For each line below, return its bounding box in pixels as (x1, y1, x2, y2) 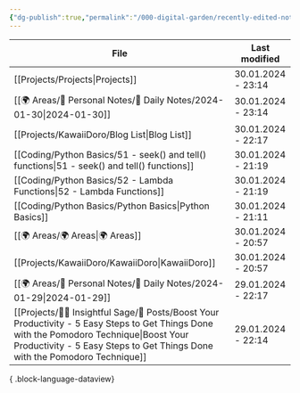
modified (240, 53, 280, 65)
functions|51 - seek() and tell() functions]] (13, 160, 195, 172)
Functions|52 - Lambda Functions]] (13, 184, 165, 197)
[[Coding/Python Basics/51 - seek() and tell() (13, 148, 207, 160)
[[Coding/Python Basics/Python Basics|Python (13, 200, 210, 212)
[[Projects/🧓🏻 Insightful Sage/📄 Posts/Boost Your (13, 306, 220, 318)
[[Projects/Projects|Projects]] (13, 73, 137, 86)
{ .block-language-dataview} (9, 373, 115, 384)
